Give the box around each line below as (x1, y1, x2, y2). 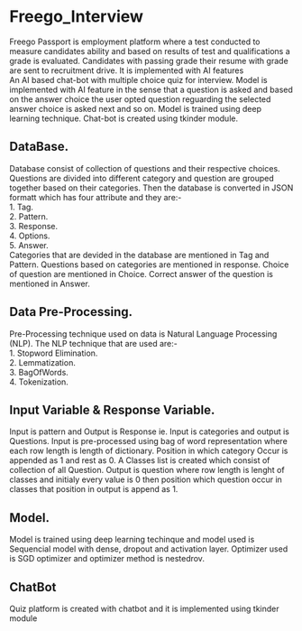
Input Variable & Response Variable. (9, 402, 215, 417)
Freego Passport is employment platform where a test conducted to (9, 36, 261, 47)
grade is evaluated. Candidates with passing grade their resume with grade (9, 55, 288, 66)
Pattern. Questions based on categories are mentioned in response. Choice (9, 259, 289, 270)
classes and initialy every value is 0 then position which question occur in (9, 474, 282, 485)
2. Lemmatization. (9, 357, 77, 367)
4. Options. (9, 230, 50, 241)
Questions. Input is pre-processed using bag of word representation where (9, 436, 288, 447)
